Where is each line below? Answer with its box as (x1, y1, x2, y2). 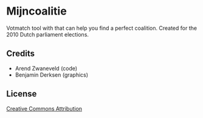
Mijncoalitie (6, 4, 67, 18)
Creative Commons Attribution (6, 105, 83, 112)
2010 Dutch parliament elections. (6, 30, 89, 38)
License (6, 89, 37, 99)
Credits (6, 49, 35, 59)
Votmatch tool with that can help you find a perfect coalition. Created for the (6, 24, 198, 32)
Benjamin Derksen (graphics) (15, 71, 89, 78)
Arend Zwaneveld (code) (15, 64, 78, 72)
